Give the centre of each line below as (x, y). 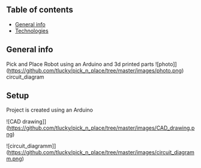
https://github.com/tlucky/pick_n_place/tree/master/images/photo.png (95, 70)
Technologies (32, 31)
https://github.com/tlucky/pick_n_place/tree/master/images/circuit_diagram (101, 152)
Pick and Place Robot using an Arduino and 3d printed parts (80, 64)
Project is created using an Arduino (49, 110)
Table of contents (40, 10)
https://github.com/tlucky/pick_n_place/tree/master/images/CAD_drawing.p (101, 128)
